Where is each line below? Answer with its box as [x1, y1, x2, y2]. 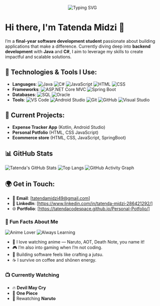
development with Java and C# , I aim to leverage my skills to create [5, 48, 143, 54]
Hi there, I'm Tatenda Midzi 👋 [5, 22, 125, 33]
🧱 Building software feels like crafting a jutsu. [12, 251, 104, 258]
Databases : [12, 92, 36, 97]
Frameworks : [12, 86, 40, 92]
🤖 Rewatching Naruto [12, 295, 56, 301]
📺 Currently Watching [5, 272, 59, 278]
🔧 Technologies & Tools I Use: [5, 68, 97, 76]
